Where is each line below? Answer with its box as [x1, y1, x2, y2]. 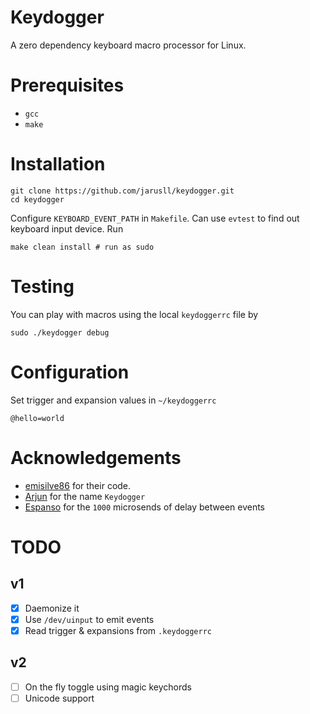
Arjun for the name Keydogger [24, 490, 146, 502]
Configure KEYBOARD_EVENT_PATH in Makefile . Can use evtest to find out [10, 212, 300, 224]
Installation [10, 153, 106, 176]
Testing [10, 276, 75, 298]
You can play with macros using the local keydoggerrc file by [10, 308, 259, 320]
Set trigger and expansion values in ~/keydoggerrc [10, 394, 217, 406]
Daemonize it [24, 602, 80, 614]
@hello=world [10, 413, 65, 423]
